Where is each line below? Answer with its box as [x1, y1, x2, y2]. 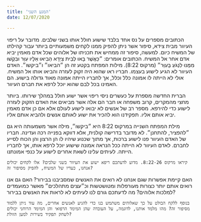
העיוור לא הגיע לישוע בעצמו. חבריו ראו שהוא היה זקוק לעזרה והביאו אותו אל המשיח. [7, 67, 193, 75]
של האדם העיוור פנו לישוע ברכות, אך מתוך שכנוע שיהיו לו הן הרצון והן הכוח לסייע [7, 135, 187, 142]
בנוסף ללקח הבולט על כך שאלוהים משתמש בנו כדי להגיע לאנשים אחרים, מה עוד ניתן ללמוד [7, 200, 190, 206]
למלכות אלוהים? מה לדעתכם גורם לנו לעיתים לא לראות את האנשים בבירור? [7, 189, 176, 196]
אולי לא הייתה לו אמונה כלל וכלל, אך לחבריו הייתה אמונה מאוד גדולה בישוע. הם [7, 74, 184, 81]
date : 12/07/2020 [7, 14, 50, 20]
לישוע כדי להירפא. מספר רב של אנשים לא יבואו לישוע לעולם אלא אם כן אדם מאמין [7, 104, 190, 112]
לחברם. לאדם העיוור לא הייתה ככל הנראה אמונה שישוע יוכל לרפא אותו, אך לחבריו [7, 141, 190, 149]
